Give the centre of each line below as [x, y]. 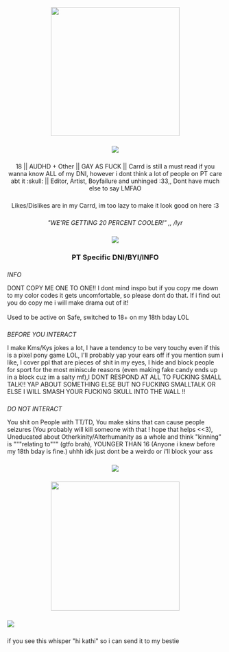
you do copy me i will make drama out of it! [68, 303]
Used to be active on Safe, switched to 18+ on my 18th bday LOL [98, 317]
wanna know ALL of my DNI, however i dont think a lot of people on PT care [115, 173]
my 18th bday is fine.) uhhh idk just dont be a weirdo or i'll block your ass [110, 452]
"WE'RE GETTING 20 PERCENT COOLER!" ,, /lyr [115, 222]
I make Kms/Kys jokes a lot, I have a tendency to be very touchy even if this [114, 348]
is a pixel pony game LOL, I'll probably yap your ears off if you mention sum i [115, 355]
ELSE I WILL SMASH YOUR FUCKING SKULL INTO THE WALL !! [96, 392]
